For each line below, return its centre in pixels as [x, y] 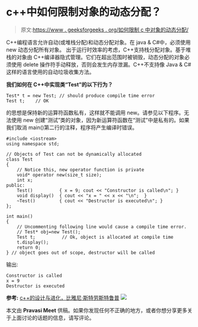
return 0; [29, 247]
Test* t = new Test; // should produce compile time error [81, 95]
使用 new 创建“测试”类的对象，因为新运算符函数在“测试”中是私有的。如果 [100, 120]
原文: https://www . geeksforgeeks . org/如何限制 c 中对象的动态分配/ [104, 30]
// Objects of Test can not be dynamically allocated [74, 154]
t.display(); [33, 242]
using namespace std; [33, 144]
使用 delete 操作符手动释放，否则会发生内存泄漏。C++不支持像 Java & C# [101, 64]
